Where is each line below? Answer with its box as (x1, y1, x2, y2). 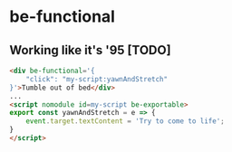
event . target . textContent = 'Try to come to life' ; (25, 117, 225, 126)
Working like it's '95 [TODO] (9, 43, 171, 58)
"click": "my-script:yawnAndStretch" (25, 74, 169, 83)
